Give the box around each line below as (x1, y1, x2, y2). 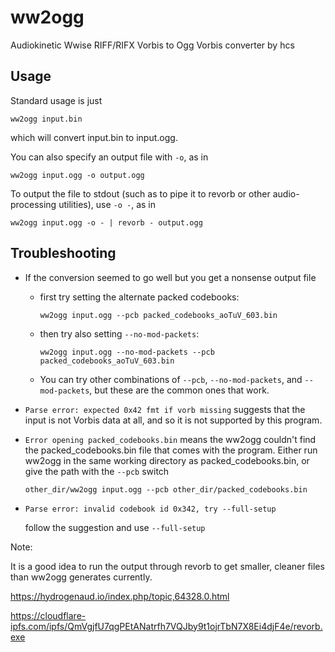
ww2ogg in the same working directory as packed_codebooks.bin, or (24, 454, 310, 466)
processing (10, 198, 57, 210)
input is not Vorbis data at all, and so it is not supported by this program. (24, 414, 323, 426)
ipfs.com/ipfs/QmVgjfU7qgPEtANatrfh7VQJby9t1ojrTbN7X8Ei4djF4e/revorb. (10, 620, 323, 632)
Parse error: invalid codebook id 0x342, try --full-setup (24, 504, 277, 514)
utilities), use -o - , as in (58, 198, 156, 210)
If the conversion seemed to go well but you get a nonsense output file (24, 271, 317, 283)
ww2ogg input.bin (10, 114, 83, 124)
